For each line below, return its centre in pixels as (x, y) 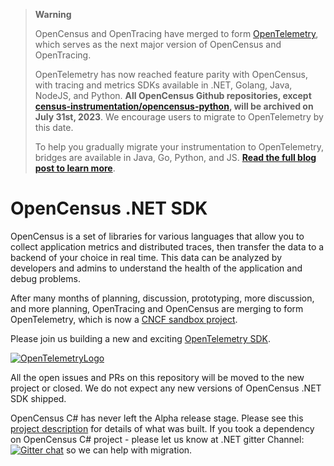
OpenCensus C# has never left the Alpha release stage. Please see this (157, 418)
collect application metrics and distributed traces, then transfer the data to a (167, 246)
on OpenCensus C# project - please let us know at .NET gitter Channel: (157, 439)
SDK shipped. (38, 398)
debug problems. (45, 278)
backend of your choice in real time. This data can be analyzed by (146, 257)
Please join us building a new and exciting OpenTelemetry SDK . (140, 338)
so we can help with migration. (129, 450)
